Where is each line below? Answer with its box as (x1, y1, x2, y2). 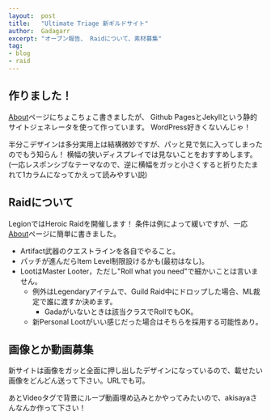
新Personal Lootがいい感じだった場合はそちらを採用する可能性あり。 (32, 316, 263, 326)
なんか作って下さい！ (15, 403, 87, 413)
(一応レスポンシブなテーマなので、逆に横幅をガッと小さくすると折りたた (8, 159, 252, 169)
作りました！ (8, 89, 73, 103)
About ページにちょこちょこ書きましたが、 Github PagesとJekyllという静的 (8, 112, 257, 121)
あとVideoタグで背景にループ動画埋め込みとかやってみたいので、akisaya (8, 393, 251, 403)
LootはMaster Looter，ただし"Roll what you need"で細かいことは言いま (19, 266, 259, 276)
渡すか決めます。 (60, 296, 117, 306)
